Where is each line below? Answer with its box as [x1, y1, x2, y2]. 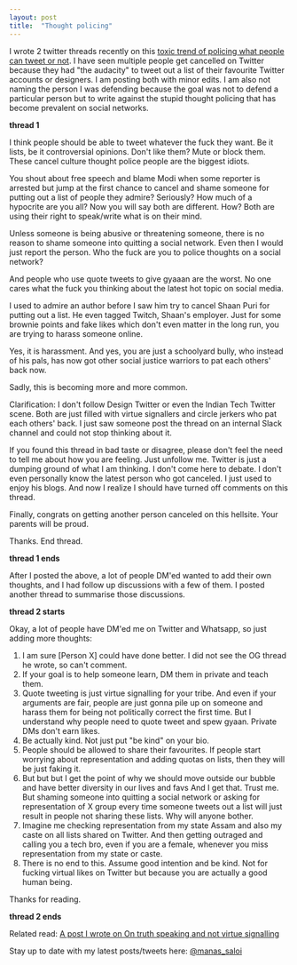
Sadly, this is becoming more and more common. [9, 381, 188, 392]
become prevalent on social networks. [9, 102, 149, 113]
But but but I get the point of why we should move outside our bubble [21, 772, 277, 783]
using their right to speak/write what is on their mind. [9, 211, 202, 221]
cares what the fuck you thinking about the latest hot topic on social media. [9, 283, 284, 293]
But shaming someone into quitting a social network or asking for [21, 792, 260, 802]
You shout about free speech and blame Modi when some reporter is [9, 172, 261, 183]
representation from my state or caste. [21, 848, 163, 858]
